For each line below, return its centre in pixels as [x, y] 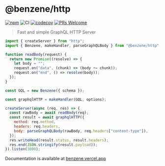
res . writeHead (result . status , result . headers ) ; [59, 140]
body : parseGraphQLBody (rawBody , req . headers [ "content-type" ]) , [81, 131]
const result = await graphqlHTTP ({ [47, 118]
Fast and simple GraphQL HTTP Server [56, 32]
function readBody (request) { [36, 54]
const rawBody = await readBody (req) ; [49, 113]
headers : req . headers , [37, 127]
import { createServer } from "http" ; [45, 41]
